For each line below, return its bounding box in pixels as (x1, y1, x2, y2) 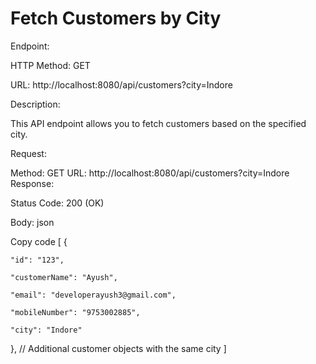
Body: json (10, 216, 55, 228)
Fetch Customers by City (10, 7, 222, 30)
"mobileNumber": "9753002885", (10, 307, 141, 317)
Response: (10, 177, 55, 189)
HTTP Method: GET (10, 59, 91, 71)
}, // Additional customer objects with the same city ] (10, 342, 227, 354)
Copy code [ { (10, 235, 68, 247)
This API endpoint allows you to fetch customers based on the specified (10, 117, 307, 129)
